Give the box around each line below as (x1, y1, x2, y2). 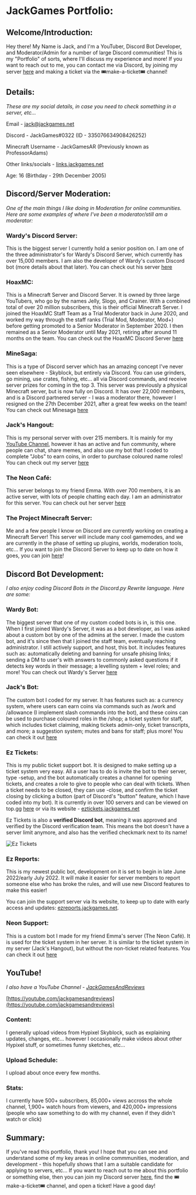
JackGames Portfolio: (6, 4, 114, 18)
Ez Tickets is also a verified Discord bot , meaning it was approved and (6, 816, 177, 823)
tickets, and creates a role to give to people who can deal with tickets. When (6, 780, 190, 788)
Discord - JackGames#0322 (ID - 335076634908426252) (6, 132, 147, 139)
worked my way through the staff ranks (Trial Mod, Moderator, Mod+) (6, 316, 174, 323)
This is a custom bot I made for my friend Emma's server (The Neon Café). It (6, 932, 191, 939)
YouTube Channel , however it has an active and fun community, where (6, 440, 176, 447)
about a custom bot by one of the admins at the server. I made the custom (6, 631, 185, 638)
